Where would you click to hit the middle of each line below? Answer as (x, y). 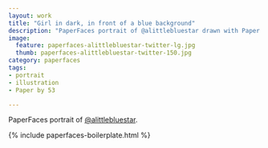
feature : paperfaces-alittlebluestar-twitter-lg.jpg (106, 46)
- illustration (34, 82)
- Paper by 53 (32, 90)
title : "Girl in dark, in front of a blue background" (102, 23)
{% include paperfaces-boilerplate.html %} (79, 135)
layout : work (30, 16)
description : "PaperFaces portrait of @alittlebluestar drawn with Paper (134, 30)
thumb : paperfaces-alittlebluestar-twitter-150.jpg (104, 53)
